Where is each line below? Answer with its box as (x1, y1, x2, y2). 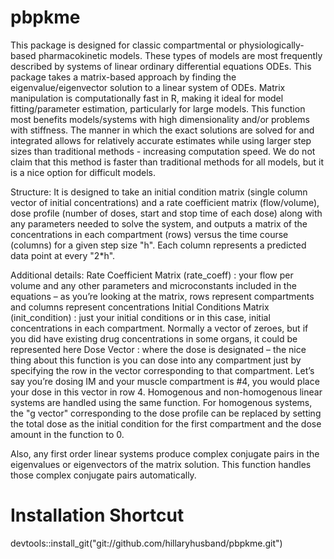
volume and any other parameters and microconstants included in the (10, 279, 297, 291)
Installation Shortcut (10, 504, 185, 527)
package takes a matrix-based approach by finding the (10, 71, 237, 83)
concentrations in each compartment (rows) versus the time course (10, 228, 289, 240)
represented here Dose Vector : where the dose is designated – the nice (10, 343, 307, 355)
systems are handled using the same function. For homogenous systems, (10, 396, 313, 408)
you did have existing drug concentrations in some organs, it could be (10, 332, 298, 345)
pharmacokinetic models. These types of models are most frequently (38, 49, 323, 61)
